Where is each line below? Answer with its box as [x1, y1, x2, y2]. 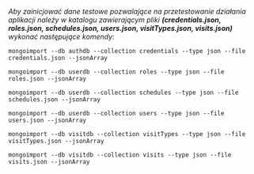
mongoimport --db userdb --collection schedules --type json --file [8, 89, 239, 96]
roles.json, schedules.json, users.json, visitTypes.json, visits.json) [8, 24, 233, 32]
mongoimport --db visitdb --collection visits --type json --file [8, 151, 232, 159]
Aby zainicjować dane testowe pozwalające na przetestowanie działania [8, 7, 247, 16]
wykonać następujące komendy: [8, 32, 115, 41]
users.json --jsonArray [8, 116, 87, 124]
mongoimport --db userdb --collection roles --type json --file [8, 68, 225, 76]
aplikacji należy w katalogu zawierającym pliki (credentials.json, [8, 15, 222, 25]
